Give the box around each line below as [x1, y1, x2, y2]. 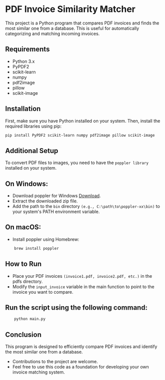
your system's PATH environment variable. [12, 208, 100, 215]
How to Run [5, 260, 42, 268]
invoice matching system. [12, 369, 65, 375]
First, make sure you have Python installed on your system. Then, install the [5, 118, 161, 124]
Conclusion [5, 330, 42, 339]
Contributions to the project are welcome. [12, 359, 98, 365]
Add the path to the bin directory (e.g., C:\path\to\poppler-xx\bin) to [12, 203, 161, 209]
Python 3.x [12, 58, 35, 64]
